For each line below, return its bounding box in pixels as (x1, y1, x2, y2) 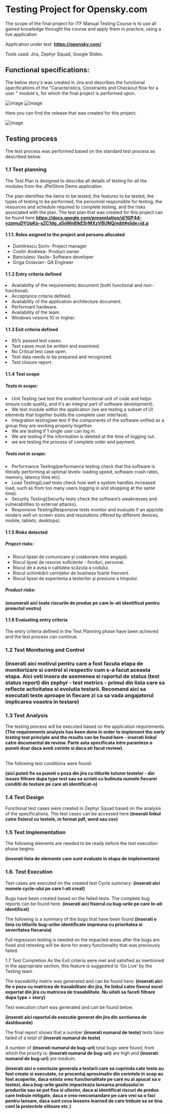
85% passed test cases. (12, 338, 62, 344)
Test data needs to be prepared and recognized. (12, 354, 113, 360)
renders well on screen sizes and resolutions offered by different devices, (5, 512, 159, 518)
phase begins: (5, 846, 35, 852)
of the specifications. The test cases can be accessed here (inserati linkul (5, 811, 161, 817)
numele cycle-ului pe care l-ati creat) (5, 885, 85, 891)
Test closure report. (12, 359, 53, 365)
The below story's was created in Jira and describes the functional (5, 79, 145, 85)
